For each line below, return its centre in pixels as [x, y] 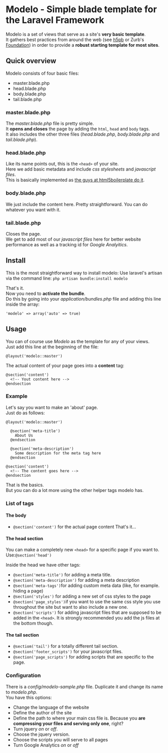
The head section [25, 538]
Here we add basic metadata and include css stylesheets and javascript [81, 169]
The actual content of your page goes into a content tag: [65, 365]
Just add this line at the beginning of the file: [52, 347]
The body [16, 515]
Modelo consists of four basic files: [43, 73]
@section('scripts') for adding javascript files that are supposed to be [87, 612]
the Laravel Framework [55, 20]
